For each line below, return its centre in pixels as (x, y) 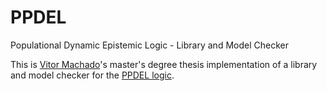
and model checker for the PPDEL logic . (92, 75)
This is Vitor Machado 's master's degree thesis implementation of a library (164, 64)
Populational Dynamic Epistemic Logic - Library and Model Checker (149, 45)
